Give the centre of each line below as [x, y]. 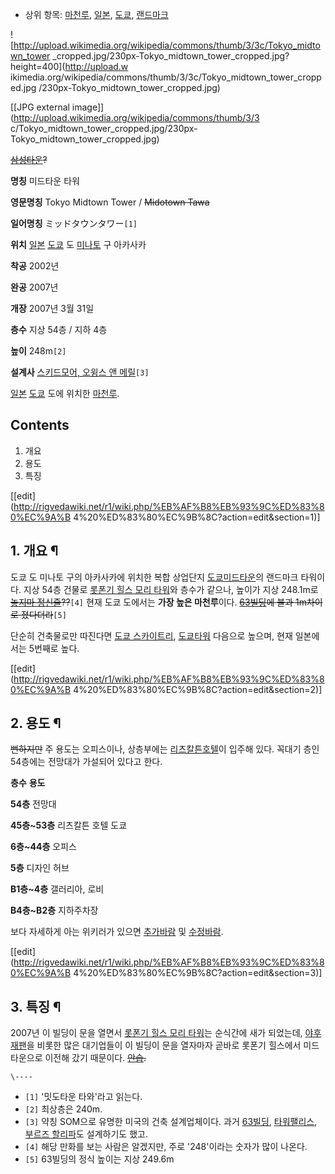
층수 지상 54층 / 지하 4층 [59, 329]
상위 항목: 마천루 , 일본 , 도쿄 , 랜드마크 [96, 14]
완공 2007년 [34, 287]
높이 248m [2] [38, 351]
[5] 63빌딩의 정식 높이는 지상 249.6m [99, 1159]
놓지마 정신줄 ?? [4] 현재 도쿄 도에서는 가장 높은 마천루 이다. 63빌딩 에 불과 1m [158, 602]
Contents [40, 425]
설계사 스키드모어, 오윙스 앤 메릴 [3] [80, 372]
